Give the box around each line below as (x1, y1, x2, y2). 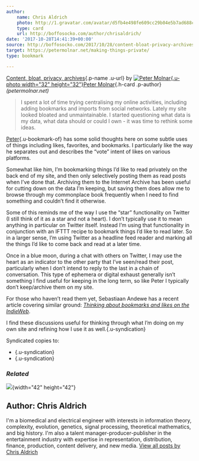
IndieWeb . (6, 307, 31, 315)
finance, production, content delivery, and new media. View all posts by (6, 442, 181, 449)
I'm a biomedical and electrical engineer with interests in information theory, (6, 416, 192, 424)
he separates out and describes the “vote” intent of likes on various (6, 148, 171, 155)
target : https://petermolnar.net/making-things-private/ (6, 48, 150, 53)
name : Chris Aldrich (17, 14, 68, 20)
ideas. (20, 124, 36, 131)
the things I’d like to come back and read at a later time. (6, 240, 142, 247)
